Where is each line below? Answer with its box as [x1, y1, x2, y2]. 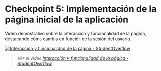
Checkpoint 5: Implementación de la [5, 3, 157, 15]
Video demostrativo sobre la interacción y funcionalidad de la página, [5, 30, 147, 36]
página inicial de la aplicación [5, 14, 129, 25]
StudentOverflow [17, 60, 52, 66]
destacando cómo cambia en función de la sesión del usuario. [5, 36, 132, 42]
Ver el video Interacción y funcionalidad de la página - [17, 55, 129, 61]
